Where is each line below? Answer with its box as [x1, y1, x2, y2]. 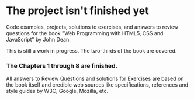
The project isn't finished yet [6, 4, 149, 18]
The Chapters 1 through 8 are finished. [6, 61, 118, 70]
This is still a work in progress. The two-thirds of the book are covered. [6, 47, 177, 54]
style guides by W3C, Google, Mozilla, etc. [6, 88, 109, 95]
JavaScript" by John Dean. [6, 36, 71, 43]
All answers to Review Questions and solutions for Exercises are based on [6, 75, 184, 82]
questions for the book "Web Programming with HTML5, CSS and [6, 29, 164, 36]
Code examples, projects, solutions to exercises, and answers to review [6, 23, 179, 30]
